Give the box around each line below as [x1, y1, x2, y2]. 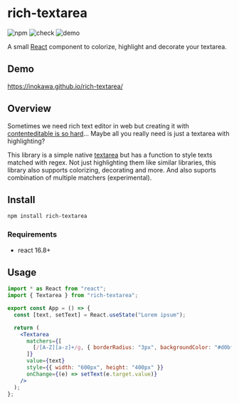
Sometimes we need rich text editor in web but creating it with [7, 121, 190, 130]
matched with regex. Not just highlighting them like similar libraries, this [7, 158, 217, 167]
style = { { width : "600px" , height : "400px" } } [26, 364, 164, 371]
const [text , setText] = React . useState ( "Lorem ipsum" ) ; [14, 311, 186, 318]
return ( [14, 324, 40, 331]
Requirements [7, 229, 58, 239]
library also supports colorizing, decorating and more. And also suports [7, 165, 217, 174]
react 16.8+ [17, 246, 51, 254]
